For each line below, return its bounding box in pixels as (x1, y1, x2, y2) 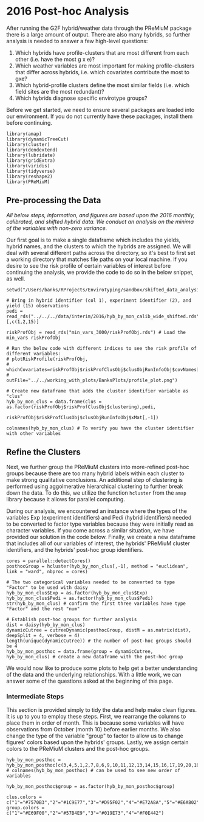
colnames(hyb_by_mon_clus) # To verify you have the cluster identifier (6, 425, 194, 431)
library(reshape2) (6, 173, 53, 179)
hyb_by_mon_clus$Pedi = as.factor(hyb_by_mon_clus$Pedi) (6, 595, 154, 601)
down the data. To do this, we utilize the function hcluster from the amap (6, 489, 186, 496)
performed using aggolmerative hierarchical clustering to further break (6, 482, 183, 490)
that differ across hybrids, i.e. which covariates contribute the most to (15, 68, 190, 75)
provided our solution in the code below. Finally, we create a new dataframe (6, 533, 196, 540)
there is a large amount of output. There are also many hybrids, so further (6, 30, 191, 38)
